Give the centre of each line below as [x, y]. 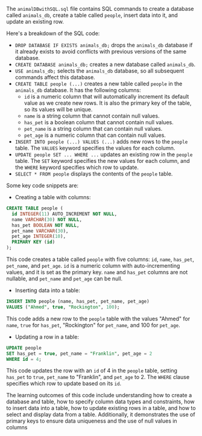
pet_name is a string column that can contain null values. [93, 129]
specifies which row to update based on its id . [64, 383]
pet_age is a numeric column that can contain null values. [95, 135]
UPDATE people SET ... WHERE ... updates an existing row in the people [104, 154]
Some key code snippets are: [43, 185]
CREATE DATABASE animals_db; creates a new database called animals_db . [105, 64]
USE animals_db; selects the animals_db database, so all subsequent [99, 71]
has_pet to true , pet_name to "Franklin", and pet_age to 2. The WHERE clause [98, 377]
